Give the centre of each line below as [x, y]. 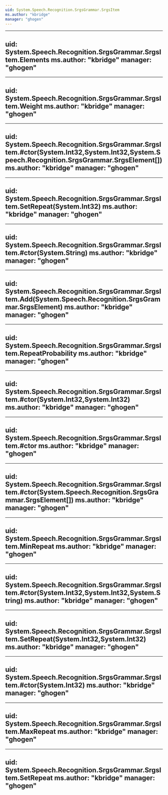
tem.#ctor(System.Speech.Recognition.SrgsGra [82, 492]
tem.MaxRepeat [30, 732]
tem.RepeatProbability [41, 353]
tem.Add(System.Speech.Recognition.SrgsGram [83, 299]
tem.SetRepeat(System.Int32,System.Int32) [76, 639]
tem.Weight [24, 106]
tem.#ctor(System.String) [46, 253]
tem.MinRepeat [30, 546]
